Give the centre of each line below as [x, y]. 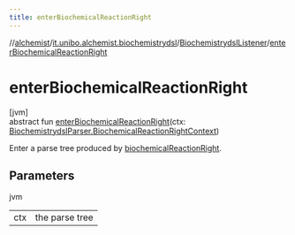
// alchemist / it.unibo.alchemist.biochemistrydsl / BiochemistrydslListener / [140, 42]
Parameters [42, 175]
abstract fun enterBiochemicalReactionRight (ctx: [98, 121]
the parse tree [64, 217]
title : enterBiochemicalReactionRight [80, 17]
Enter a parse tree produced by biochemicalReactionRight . [116, 148]
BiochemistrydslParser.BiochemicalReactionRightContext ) [114, 131]
